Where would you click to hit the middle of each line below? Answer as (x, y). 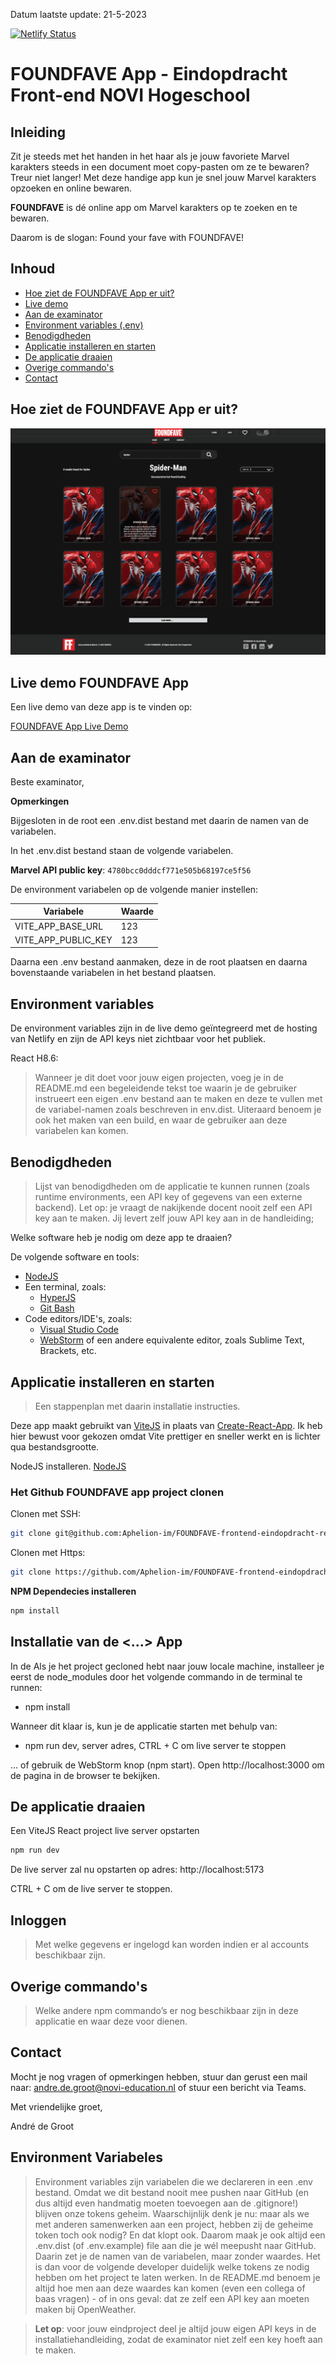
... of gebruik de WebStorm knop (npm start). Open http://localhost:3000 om (167, 1765)
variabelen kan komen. (81, 1131)
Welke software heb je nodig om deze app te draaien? (121, 1238)
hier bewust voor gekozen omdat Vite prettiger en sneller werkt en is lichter (165, 1436)
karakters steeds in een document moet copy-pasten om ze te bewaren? (160, 167)
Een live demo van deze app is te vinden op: (101, 707)
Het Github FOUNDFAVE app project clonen (117, 1492)
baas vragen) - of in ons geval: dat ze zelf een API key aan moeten (172, 2298)
